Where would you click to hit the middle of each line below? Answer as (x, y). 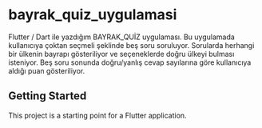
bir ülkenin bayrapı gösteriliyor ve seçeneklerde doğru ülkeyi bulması (121, 54)
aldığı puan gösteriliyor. (47, 70)
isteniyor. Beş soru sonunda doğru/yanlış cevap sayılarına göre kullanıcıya (130, 62)
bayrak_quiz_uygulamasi (93, 15)
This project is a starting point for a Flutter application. (97, 115)
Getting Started (48, 96)
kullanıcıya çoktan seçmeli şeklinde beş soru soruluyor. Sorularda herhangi (131, 45)
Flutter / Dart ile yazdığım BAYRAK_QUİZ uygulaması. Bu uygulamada (122, 37)
